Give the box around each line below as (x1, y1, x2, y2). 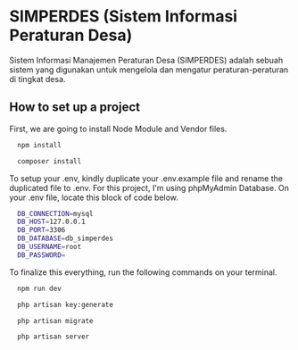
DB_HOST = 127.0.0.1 (17, 217, 87, 227)
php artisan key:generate (17, 300, 114, 309)
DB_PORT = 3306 (17, 226, 66, 235)
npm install (17, 140, 62, 149)
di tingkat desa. (9, 73, 66, 84)
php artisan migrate (17, 316, 94, 325)
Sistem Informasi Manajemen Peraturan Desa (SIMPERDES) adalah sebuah (9, 54, 284, 65)
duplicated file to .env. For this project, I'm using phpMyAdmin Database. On (9, 182, 290, 193)
